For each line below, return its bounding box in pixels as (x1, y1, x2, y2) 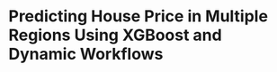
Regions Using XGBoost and (8, 25, 222, 45)
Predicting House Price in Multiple (8, 6, 269, 27)
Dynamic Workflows (8, 44, 164, 64)
